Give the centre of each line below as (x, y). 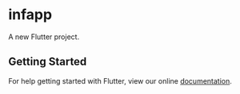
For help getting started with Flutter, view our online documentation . (120, 80)
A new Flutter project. (44, 37)
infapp (30, 15)
